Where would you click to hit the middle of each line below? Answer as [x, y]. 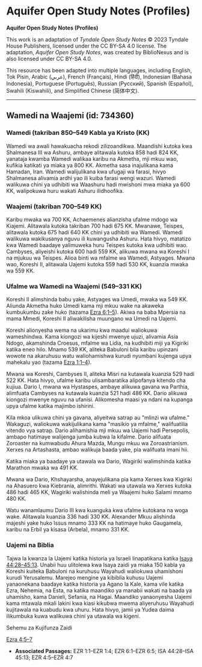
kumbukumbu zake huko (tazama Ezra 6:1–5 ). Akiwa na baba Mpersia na [96, 312]
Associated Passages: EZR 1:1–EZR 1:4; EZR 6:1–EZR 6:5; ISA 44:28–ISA [104, 651]
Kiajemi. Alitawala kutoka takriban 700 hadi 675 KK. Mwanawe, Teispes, [95, 226]
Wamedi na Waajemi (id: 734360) [70, 116]
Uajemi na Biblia [30, 545]
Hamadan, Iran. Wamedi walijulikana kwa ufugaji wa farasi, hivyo [86, 171]
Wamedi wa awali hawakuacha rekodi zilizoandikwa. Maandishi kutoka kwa [99, 146]
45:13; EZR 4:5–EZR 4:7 [44, 657]
